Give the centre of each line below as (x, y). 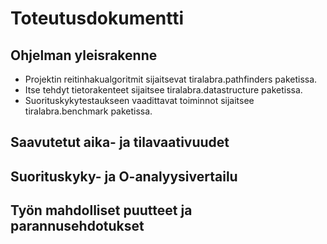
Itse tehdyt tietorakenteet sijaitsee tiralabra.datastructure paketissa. (163, 90)
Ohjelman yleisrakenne (84, 55)
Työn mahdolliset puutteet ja (101, 210)
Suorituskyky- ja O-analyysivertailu (124, 176)
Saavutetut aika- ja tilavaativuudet (120, 142)
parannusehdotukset (77, 226)
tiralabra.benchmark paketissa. (88, 111)
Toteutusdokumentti (97, 18)
